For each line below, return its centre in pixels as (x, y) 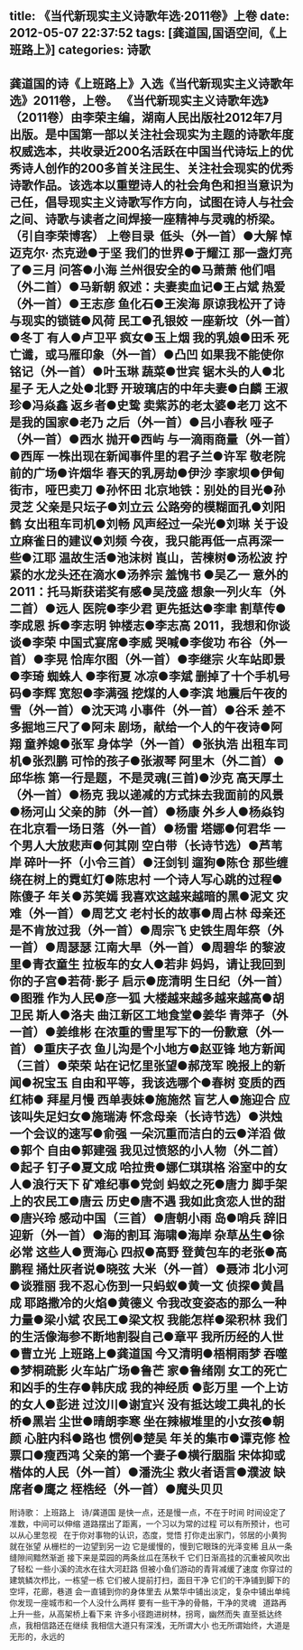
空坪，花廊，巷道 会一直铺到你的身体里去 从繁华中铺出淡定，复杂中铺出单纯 (150, 1591)
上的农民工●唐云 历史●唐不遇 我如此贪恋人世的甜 (147, 1201)
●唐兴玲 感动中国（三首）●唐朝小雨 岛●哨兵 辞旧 (148, 1218)
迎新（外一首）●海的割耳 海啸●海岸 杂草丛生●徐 (147, 1235)
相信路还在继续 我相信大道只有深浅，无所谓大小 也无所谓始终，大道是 (161, 1626)
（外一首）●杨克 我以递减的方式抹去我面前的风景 (147, 794)
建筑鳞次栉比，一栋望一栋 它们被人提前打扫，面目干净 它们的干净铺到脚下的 (150, 1580)
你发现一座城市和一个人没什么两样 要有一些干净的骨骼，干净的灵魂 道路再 (148, 1603)
